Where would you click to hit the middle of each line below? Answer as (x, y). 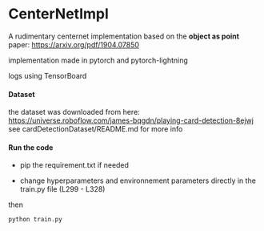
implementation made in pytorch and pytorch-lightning (98, 60)
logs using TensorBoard (48, 75)
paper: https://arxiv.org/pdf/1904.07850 (74, 44)
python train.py (35, 220)
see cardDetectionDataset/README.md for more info (96, 129)
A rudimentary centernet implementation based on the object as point (124, 36)
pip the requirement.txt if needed (74, 165)
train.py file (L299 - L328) (62, 189)
